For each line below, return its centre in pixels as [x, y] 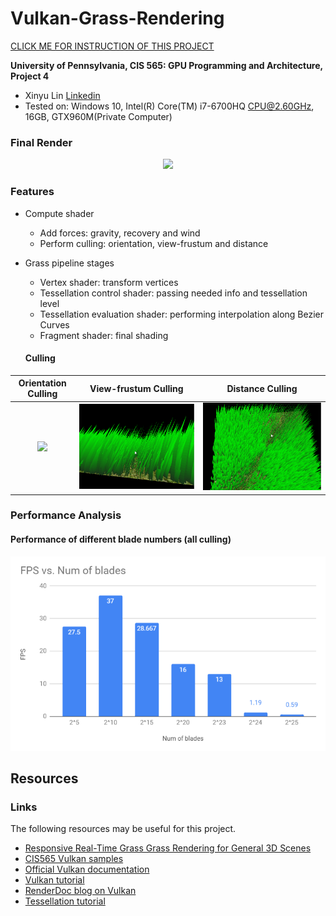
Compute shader [59, 213]
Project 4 [30, 76]
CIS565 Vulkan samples [74, 859]
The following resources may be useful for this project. [123, 829]
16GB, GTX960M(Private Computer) [98, 116]
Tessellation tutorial [65, 901]
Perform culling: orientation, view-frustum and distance [154, 243]
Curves [54, 324]
